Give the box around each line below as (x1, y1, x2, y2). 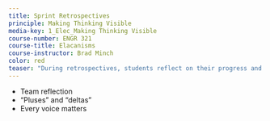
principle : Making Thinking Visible (8, 19, 132, 27)
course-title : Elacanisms (8, 42, 95, 50)
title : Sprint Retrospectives (8, 11, 111, 20)
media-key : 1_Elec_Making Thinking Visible (8, 27, 158, 35)
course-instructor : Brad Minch (8, 49, 114, 57)
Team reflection (19, 86, 73, 96)
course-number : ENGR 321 (8, 34, 92, 43)
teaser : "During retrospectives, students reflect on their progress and (8, 65, 263, 73)
